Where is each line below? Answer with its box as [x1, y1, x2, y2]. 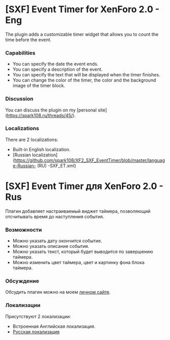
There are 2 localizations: [5, 136, 58, 143]
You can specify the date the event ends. [12, 61, 99, 67]
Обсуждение [5, 277, 40, 285]
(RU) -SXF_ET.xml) [37, 162, 76, 168]
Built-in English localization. [12, 146, 71, 152]
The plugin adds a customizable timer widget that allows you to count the [5, 31, 159, 37]
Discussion [5, 95, 34, 102]
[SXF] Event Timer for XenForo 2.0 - [5, 4, 160, 15]
